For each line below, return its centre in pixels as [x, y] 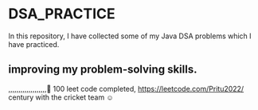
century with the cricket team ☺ [61, 97]
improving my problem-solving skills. [103, 70]
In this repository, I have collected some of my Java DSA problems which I [130, 36]
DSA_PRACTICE [62, 14]
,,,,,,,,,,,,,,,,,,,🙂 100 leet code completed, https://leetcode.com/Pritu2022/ [126, 88]
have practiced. [34, 44]
